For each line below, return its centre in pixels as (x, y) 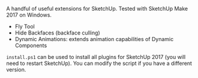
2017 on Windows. (29, 15)
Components (31, 45)
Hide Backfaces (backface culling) (57, 33)
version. (16, 70)
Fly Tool (25, 26)
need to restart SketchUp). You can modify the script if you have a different (99, 63)
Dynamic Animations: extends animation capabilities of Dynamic (94, 39)
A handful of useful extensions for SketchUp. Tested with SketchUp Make (97, 9)
